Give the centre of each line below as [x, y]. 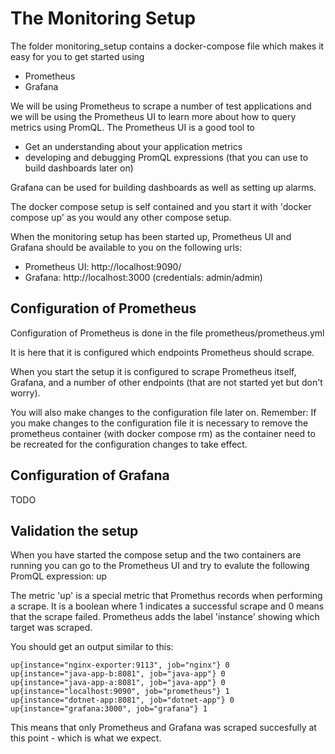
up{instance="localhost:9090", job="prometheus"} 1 [120, 692]
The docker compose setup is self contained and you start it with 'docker [161, 206]
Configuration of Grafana [90, 475]
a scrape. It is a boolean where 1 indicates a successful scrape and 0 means [167, 606]
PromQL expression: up [59, 576]
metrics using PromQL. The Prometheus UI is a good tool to [132, 127]
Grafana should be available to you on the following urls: [126, 247]
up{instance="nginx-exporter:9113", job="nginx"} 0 [120, 665]
